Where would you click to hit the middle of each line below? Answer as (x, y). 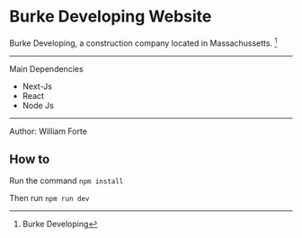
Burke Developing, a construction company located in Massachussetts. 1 (143, 42)
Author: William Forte (49, 131)
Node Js (38, 105)
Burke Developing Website (111, 17)
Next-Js (37, 86)
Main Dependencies (46, 68)
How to (30, 159)
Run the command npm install (67, 181)
